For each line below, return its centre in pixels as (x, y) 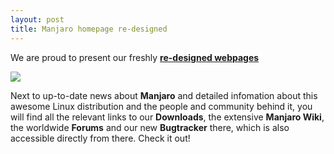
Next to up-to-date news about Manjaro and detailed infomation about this (164, 95)
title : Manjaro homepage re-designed (89, 29)
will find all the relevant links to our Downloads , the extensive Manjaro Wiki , (167, 117)
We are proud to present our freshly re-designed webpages (135, 57)
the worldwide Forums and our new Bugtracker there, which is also (150, 127)
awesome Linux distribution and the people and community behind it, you (161, 106)
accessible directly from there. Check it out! (100, 138)
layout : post (37, 19)
